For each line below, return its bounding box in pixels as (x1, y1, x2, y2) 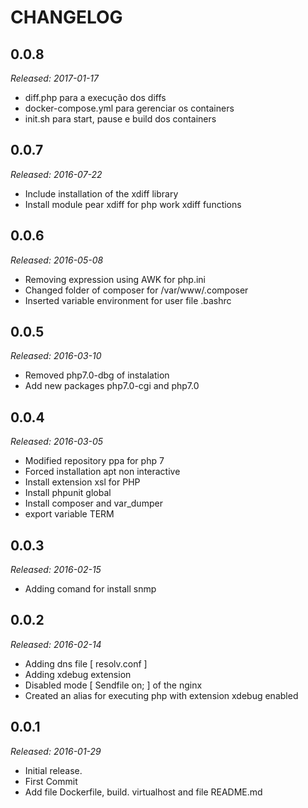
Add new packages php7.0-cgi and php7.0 (24, 380, 200, 392)
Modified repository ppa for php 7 (24, 455, 165, 467)
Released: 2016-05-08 (10, 254, 104, 266)
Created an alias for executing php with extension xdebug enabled (24, 689, 299, 701)
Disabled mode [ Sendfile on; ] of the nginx (24, 679, 203, 691)
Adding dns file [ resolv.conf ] (24, 657, 148, 670)
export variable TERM (24, 508, 115, 520)
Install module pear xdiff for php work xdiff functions (24, 198, 242, 210)
